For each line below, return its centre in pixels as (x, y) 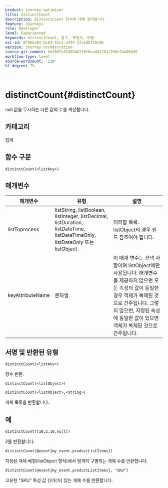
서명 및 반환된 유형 (32, 352)
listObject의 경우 (132, 230)
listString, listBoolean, (80, 210)
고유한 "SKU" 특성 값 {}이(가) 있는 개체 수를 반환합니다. (59, 480)
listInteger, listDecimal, (81, 216)
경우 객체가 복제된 (133, 295)
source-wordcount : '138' (31, 61)
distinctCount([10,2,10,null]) (38, 432)
